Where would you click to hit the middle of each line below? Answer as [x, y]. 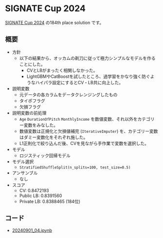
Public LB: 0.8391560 [41, 196]
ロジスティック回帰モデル [45, 155]
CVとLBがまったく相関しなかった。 [62, 70]
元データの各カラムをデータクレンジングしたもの [68, 94]
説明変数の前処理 [29, 113]
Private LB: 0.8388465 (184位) [50, 201]
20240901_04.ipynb [32, 230]
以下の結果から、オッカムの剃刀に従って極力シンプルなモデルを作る [87, 58]
